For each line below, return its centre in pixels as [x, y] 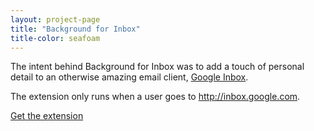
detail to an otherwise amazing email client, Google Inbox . [129, 77]
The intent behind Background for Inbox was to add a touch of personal [157, 67]
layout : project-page [55, 19]
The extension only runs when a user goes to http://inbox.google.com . [155, 97]
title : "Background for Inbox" [75, 29]
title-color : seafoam [55, 38]
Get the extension [47, 116]
